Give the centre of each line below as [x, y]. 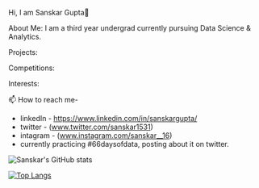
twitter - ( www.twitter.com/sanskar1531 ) [86, 127]
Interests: [24, 84]
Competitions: [31, 68]
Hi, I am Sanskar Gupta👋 [49, 13]
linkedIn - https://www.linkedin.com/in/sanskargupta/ [109, 118]
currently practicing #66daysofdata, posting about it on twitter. [125, 144]
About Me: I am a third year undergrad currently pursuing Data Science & [130, 28]
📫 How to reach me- [44, 100]
